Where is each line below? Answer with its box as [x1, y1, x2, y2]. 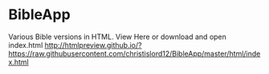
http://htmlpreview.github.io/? [44, 40, 142, 49]
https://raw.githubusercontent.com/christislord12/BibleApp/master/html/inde [8, 49, 261, 58]
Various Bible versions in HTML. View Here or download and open [8, 32, 227, 41]
